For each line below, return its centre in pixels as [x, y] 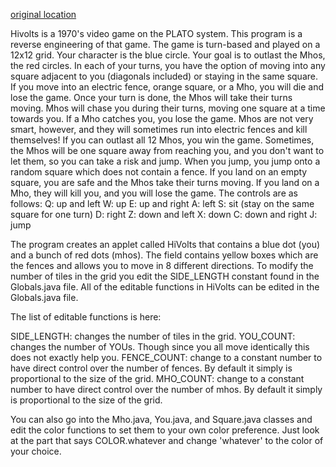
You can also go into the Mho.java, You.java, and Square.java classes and [161, 419]
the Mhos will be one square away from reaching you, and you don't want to [167, 150]
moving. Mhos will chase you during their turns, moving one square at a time [168, 108]
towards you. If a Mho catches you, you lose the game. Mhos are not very [162, 118]
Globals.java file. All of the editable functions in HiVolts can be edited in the [165, 287]
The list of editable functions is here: [86, 317]
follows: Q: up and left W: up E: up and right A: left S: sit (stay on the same [162, 203]
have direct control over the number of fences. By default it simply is [151, 368]
